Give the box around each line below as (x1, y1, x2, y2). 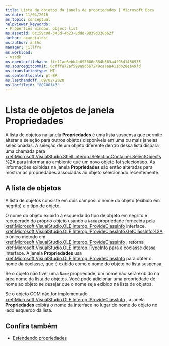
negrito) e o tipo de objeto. (5, 203, 61, 209)
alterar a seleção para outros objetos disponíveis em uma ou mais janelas (5, 137, 158, 143)
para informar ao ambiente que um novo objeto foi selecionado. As (16, 159, 155, 165)
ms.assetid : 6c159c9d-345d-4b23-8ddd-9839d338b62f (5, 31, 114, 36)
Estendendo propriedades (12, 335, 67, 341)
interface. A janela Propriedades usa (5, 250, 82, 256)
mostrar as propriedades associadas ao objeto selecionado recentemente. (5, 169, 160, 175)
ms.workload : (5, 50, 33, 55)
